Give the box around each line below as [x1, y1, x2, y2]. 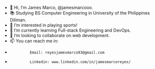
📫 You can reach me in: [9, 38, 59, 44]
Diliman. [9, 17, 26, 23]
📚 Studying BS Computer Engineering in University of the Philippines [9, 10, 150, 16]
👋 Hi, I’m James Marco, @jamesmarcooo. [9, 5, 93, 10]
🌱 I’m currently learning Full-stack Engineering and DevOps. [9, 27, 131, 33]
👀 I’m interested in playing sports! [9, 22, 77, 28]
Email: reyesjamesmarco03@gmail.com [29, 50, 104, 55]
